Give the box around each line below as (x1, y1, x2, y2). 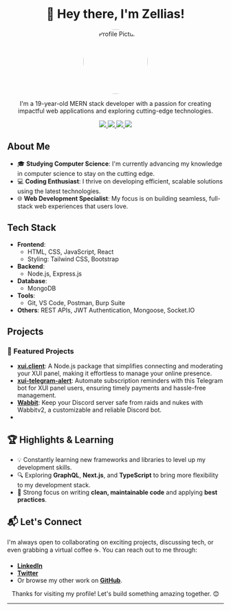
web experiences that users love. (34, 202, 129, 210)
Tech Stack (7, 222, 56, 234)
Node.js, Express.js (27, 269, 82, 278)
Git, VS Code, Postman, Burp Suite (27, 298, 126, 307)
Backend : (16, 262, 45, 270)
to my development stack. (16, 481, 91, 489)
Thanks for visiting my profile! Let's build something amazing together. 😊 (11, 589, 220, 597)
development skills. (16, 463, 72, 471)
